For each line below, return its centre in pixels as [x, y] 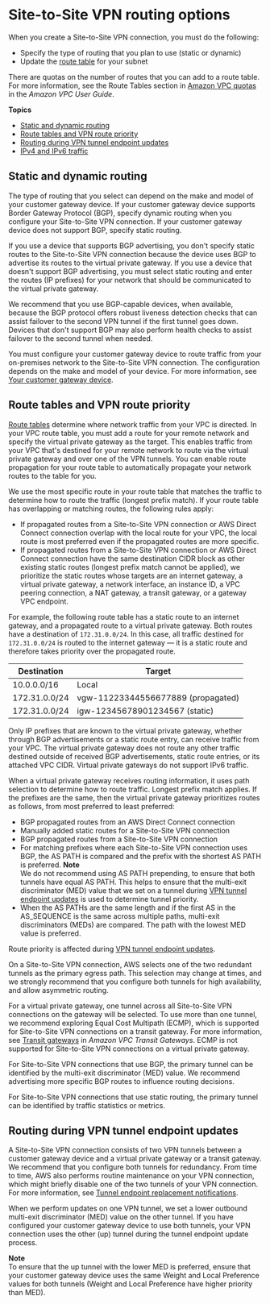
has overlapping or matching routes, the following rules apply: [111, 509]
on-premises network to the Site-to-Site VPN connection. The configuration [134, 362]
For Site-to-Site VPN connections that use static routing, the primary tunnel [133, 1097]
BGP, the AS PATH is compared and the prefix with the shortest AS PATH [141, 856]
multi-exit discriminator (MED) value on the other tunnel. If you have [121, 1217]
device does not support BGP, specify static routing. [95, 230]
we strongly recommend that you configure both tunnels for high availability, [135, 982]
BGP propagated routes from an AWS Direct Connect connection [127, 822]
